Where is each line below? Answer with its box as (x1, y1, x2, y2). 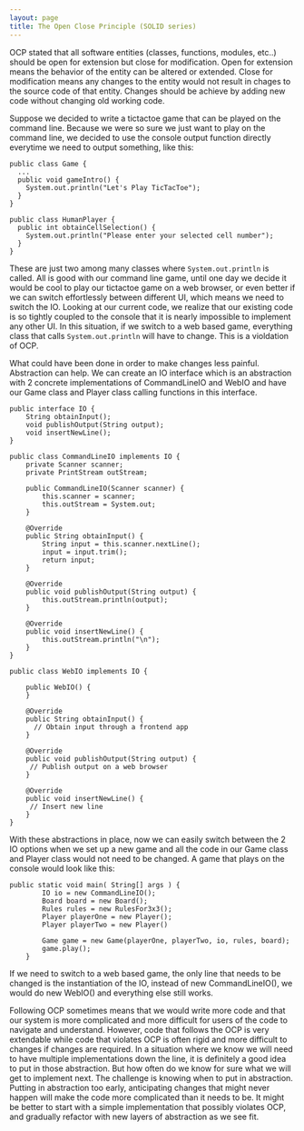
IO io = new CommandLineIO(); (42, 888, 156, 897)
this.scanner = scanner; (42, 492, 136, 501)
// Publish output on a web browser (29, 762, 169, 771)
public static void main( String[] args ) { (9, 880, 181, 889)
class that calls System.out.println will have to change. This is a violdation (9, 330, 289, 341)
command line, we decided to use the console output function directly (9, 132, 271, 143)
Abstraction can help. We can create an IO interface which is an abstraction (9, 367, 292, 378)
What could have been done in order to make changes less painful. (9, 357, 260, 368)
